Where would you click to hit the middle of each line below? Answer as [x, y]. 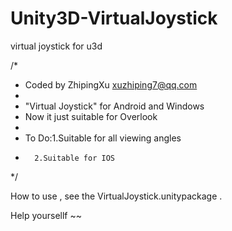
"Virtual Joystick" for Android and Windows [114, 106]
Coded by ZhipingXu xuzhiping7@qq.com [111, 84]
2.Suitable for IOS [74, 158]
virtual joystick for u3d [56, 46]
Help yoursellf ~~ [46, 215]
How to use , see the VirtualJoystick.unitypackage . [116, 196]
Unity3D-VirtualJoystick [114, 18]
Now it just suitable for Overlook [91, 116]
